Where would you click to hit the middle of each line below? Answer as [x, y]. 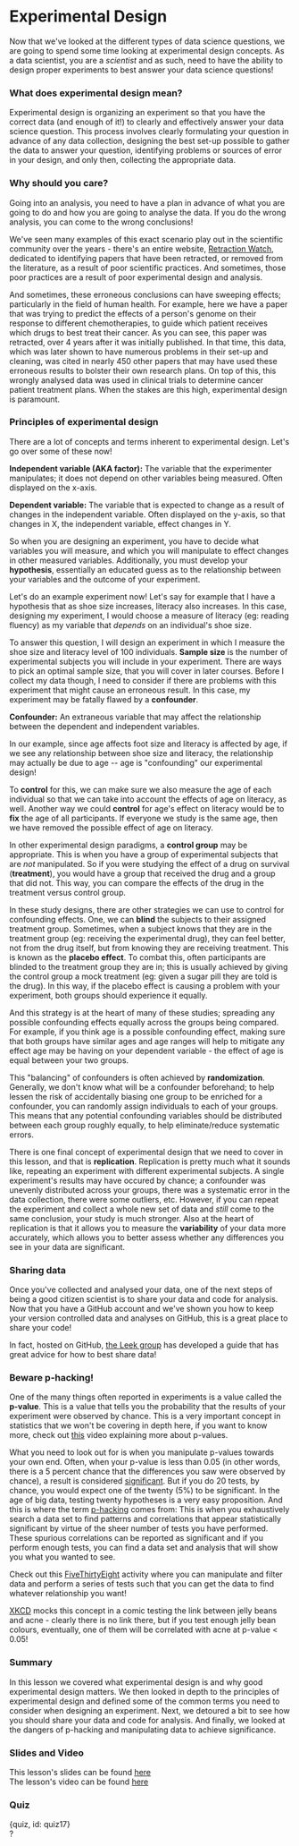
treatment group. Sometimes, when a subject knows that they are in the [141, 929]
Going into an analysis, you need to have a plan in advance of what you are [147, 202]
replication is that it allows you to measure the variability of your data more [148, 1228]
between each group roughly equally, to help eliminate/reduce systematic [145, 1125]
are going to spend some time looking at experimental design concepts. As [147, 50]
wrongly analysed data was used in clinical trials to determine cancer [136, 380]
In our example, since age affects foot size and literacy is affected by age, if [149, 744]
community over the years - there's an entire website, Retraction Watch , [141, 249]
